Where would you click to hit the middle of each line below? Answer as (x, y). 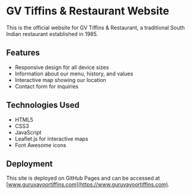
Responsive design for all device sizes (62, 67)
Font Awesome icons (41, 145)
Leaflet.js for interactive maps (51, 138)
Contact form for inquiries (47, 86)
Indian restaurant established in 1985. (52, 34)
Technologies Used (43, 105)
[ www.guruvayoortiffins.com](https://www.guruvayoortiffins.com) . (88, 184)
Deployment (30, 164)
